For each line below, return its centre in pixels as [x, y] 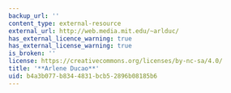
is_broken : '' [32, 53]
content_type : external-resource [65, 23]
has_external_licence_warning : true [70, 38]
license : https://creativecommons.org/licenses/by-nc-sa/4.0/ [115, 61]
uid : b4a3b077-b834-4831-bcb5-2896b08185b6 [83, 76]
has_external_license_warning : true [70, 46]
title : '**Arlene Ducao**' [54, 69]
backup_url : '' [34, 16]
